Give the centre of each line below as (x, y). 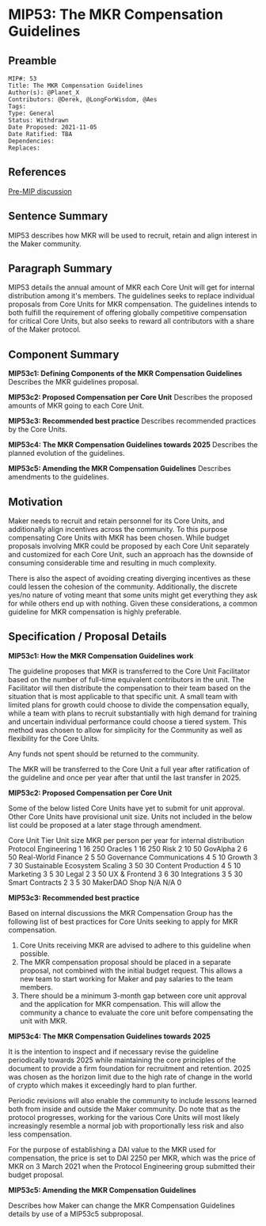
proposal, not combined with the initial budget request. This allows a (131, 970)
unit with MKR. (43, 1021)
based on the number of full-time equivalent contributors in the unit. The (126, 679)
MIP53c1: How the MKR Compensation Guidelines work (101, 655)
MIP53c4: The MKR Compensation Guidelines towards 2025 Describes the (133, 445)
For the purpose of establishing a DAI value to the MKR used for (112, 1149)
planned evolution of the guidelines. (66, 454)
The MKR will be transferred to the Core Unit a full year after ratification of (129, 769)
